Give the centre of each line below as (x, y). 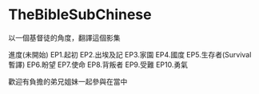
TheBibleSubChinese (80, 15)
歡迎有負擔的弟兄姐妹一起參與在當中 (68, 81)
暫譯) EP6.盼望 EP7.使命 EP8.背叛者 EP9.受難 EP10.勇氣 (98, 65)
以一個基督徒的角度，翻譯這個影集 (64, 37)
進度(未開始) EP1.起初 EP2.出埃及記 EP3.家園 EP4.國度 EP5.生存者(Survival (130, 54)
